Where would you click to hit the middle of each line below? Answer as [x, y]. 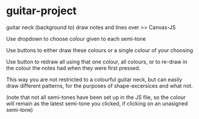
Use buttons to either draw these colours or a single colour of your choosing [99, 50]
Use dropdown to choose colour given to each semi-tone [76, 38]
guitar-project [42, 11]
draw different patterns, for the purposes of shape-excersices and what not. [99, 86]
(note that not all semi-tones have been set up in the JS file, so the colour [96, 97]
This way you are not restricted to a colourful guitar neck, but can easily [94, 79]
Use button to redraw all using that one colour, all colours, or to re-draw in [97, 62]
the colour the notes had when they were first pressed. [73, 68]
